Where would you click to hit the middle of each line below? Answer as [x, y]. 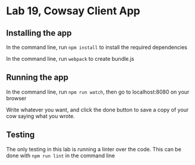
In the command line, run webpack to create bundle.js [70, 59]
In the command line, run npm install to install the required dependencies [97, 47]
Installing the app [39, 33]
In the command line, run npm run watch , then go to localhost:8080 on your [98, 92]
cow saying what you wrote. [41, 116]
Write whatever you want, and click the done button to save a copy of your [97, 110]
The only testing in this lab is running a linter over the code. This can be [94, 149]
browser [16, 98]
